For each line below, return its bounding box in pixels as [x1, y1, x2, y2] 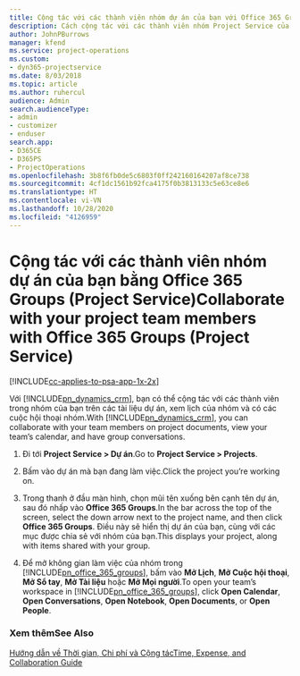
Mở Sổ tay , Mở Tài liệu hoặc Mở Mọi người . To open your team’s [21, 576, 257, 587]
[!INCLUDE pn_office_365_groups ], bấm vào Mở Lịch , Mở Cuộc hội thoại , [21, 567, 290, 578]
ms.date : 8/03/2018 [9, 72, 82, 80]
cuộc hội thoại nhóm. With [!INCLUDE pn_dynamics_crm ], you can [9, 412, 248, 423]
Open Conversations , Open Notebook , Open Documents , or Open [21, 596, 271, 606]
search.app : [9, 138, 54, 147]
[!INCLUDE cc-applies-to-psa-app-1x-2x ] [9, 376, 160, 386]
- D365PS [9, 154, 42, 164]
